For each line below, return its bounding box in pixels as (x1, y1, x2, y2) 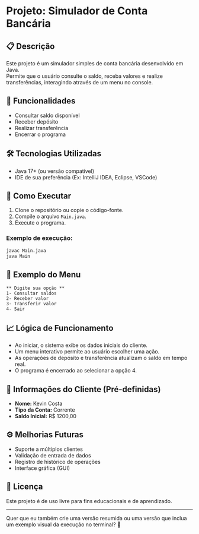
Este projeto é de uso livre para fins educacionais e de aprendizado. (6, 497, 172, 504)
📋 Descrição (6, 41, 55, 51)
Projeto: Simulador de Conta (6, 4, 148, 18)
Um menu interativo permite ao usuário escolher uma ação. (14, 348, 160, 355)
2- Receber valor (6, 296, 49, 302)
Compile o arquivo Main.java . (14, 213, 87, 220)
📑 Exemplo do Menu (6, 269, 81, 280)
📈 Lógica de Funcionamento (6, 323, 114, 333)
